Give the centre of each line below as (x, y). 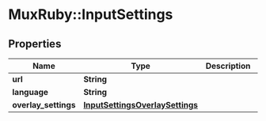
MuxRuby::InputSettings (91, 15)
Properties (35, 44)
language (30, 92)
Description (228, 66)
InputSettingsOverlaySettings (140, 105)
